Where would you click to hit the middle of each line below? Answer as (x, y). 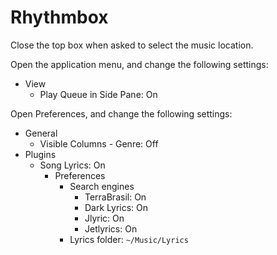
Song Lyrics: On (72, 165)
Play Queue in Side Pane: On (98, 94)
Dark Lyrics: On (116, 207)
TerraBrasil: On (115, 197)
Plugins (40, 154)
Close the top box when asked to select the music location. (132, 45)
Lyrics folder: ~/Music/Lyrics (129, 239)
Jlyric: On (104, 218)
